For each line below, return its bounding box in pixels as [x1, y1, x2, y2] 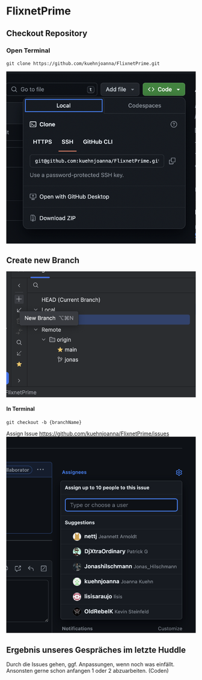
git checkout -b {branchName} [6, 419, 82, 425]
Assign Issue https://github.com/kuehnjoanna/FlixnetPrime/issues [6, 430, 170, 437]
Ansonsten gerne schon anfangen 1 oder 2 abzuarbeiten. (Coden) [6, 667, 170, 674]
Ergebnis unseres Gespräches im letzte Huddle [6, 645, 186, 655]
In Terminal [6, 405, 35, 412]
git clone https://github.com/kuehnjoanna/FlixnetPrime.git [6, 60, 161, 67]
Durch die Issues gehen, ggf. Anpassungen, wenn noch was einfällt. [6, 660, 175, 668]
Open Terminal [6, 46, 50, 55]
